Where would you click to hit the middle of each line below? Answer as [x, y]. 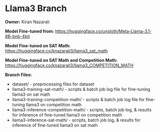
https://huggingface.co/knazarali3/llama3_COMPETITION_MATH [69, 65]
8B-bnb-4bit [17, 36]
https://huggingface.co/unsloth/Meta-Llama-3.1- [103, 31]
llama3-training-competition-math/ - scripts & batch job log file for [78, 99]
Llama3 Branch [36, 8]
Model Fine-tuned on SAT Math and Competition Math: [61, 60]
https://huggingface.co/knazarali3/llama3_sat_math [56, 51]
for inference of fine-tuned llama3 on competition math [67, 115]
